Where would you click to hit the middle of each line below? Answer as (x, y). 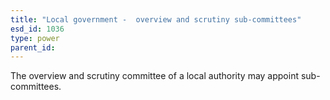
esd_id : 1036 (37, 29)
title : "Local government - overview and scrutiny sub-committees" (156, 19)
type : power (35, 38)
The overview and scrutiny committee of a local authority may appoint (155, 76)
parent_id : (33, 47)
